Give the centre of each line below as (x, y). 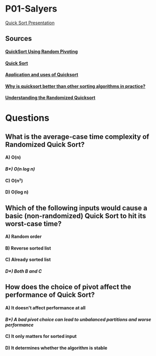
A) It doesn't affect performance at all (45, 308)
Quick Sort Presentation (30, 23)
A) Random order (23, 237)
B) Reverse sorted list (28, 248)
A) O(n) (13, 158)
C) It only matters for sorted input (41, 336)
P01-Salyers (31, 9)
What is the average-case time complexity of (77, 137)
